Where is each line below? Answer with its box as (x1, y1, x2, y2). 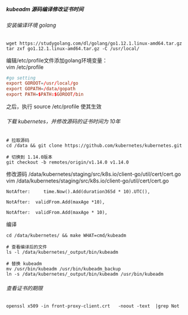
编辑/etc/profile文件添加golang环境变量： (6, 56, 108, 64)
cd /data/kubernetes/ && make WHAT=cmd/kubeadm (6, 232, 127, 239)
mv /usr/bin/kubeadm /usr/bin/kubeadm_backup (6, 266, 121, 272)
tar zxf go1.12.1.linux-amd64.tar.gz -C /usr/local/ (6, 45, 140, 52)
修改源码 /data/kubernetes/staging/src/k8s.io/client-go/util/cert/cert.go (6, 171, 181, 178)
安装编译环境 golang (6, 21, 57, 29)
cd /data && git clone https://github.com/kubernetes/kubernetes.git (6, 143, 183, 149)
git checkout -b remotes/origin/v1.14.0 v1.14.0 (6, 159, 129, 166)
